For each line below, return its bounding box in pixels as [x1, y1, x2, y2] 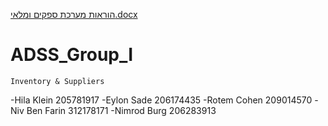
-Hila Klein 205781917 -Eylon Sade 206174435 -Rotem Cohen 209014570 [10, 94, 313, 106]
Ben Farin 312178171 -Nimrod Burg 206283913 [26, 104, 217, 116]
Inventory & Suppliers [10, 76, 105, 86]
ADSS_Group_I [10, 44, 134, 66]
